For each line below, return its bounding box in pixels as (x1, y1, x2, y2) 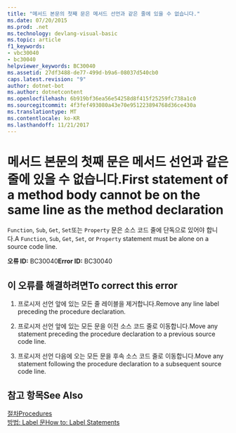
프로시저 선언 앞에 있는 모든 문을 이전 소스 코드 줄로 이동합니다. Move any (17, 322, 218, 330)
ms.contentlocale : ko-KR (7, 115, 80, 122)
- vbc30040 (7, 50, 39, 57)
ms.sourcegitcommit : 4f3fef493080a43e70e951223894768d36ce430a (7, 102, 197, 109)
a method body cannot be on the (7, 187, 201, 202)
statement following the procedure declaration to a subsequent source (17, 360, 222, 368)
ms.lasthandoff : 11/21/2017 (7, 121, 90, 129)
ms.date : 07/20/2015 (7, 17, 68, 24)
